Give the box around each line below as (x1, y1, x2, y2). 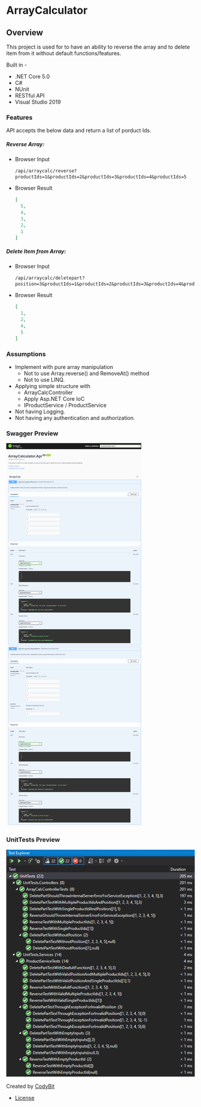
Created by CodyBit (6, 1082, 55, 1090)
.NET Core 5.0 (14, 73, 50, 80)
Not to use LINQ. (23, 376, 65, 383)
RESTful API (14, 92, 45, 99)
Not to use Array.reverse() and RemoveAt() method (23, 370, 150, 377)
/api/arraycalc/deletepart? (14, 275, 85, 282)
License (14, 1094, 35, 1101)
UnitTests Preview (6, 836, 60, 844)
